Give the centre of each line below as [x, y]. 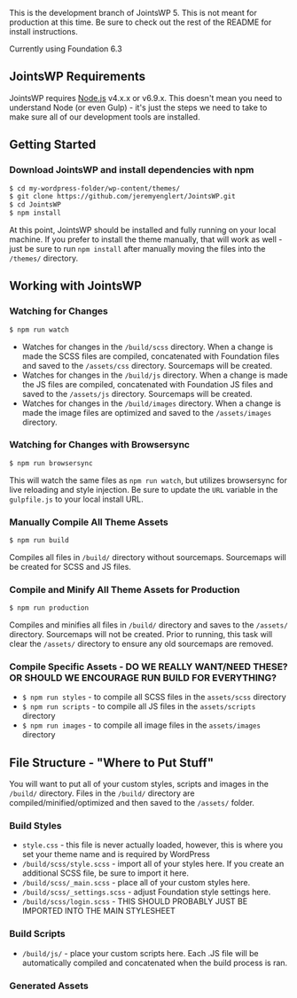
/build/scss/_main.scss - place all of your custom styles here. [136, 883]
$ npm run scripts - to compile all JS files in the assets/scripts [139, 706]
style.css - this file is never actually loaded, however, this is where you [152, 845]
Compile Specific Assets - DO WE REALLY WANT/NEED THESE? [148, 667]
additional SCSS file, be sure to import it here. [105, 873]
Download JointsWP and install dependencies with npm [132, 170]
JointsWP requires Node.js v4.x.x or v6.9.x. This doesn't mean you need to [146, 97]
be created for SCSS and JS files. [70, 566]
